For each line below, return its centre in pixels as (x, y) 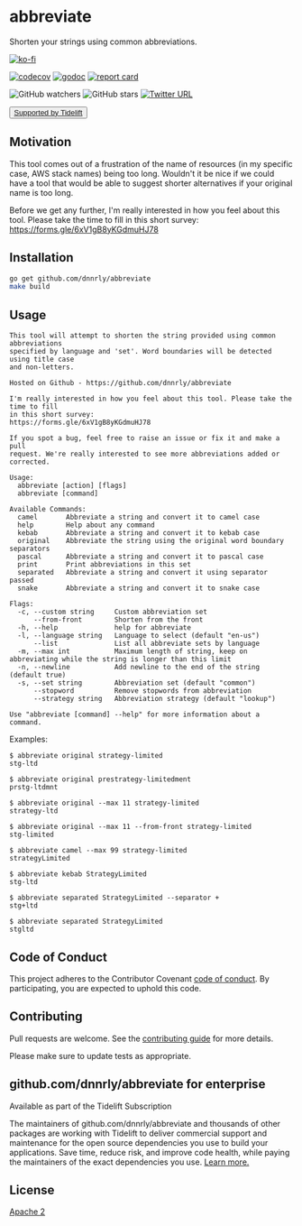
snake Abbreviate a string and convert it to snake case (138, 588)
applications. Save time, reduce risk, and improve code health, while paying (150, 1152)
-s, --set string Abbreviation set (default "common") (137, 683)
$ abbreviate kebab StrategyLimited (78, 874)
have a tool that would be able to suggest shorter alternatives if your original (151, 183)
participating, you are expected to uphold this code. (105, 988)
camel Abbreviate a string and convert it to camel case (138, 517)
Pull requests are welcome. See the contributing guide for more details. (142, 1038)
